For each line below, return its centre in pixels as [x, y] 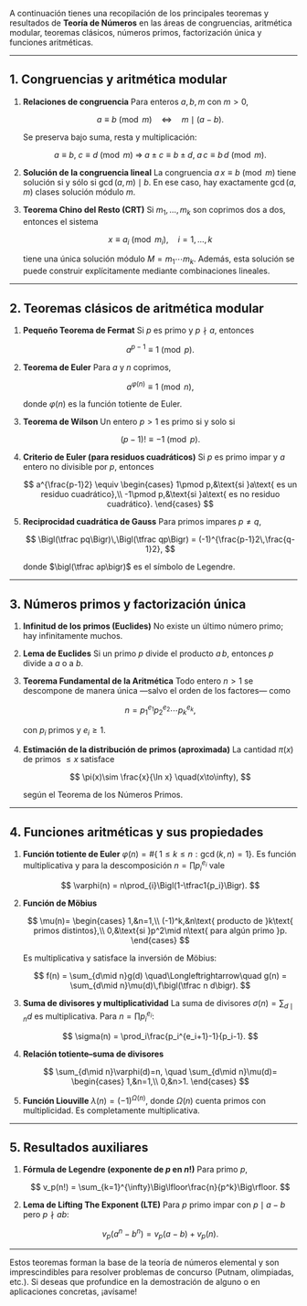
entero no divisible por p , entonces [88, 467]
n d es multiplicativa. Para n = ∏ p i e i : [89, 1016]
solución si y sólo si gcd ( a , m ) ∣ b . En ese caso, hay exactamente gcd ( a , [159, 182]
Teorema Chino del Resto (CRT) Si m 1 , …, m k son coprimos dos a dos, [154, 211]
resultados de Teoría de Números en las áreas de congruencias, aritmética [151, 23]
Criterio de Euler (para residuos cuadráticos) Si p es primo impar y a [154, 457]
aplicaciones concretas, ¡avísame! [74, 1291]
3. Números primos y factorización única [128, 604]
